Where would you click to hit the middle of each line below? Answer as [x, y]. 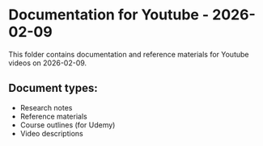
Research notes [46, 107]
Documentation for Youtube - [109, 15]
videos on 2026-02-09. [48, 63]
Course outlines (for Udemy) [68, 125]
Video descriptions [51, 133]
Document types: [53, 88]
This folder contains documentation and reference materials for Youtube [129, 54]
